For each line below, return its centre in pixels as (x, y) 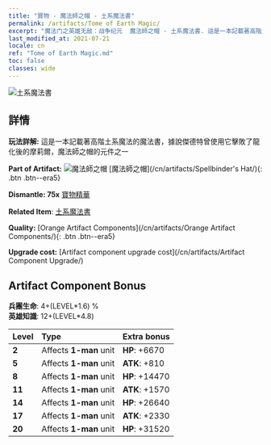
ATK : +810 (144, 363)
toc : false (27, 61)
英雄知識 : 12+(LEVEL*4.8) (51, 317)
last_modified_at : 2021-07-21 (59, 38)
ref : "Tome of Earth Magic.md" (61, 53)
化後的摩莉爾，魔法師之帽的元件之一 (69, 151)
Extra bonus (146, 337)
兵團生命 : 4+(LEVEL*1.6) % (54, 306)
